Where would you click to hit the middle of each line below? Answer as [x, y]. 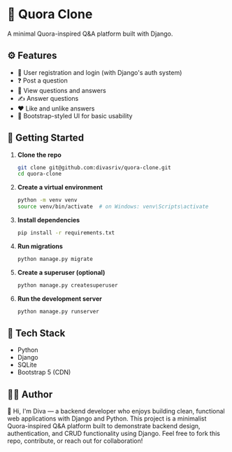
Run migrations [40, 246]
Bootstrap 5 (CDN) [44, 372]
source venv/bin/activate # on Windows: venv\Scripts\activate [113, 207]
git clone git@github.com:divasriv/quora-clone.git [94, 167]
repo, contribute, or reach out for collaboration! [75, 441]
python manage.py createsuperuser [67, 285]
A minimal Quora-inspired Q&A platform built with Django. [90, 34]
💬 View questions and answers [61, 90]
